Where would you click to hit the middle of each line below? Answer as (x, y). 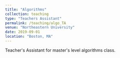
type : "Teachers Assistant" (34, 18)
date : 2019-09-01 (23, 32)
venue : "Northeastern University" (40, 28)
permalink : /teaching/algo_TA (36, 23)
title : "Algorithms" (26, 9)
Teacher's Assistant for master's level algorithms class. (60, 50)
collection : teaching (27, 14)
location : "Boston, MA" (29, 37)
